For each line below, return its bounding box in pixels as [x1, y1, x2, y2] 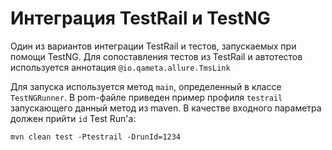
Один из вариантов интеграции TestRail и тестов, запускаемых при [10, 40, 297, 52]
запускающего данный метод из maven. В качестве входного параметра [10, 102, 322, 114]
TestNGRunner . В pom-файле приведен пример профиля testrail [10, 91, 283, 103]
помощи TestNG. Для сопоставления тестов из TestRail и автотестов [10, 50, 303, 62]
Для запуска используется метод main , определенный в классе [10, 80, 282, 92]
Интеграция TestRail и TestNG [10, 7, 271, 30]
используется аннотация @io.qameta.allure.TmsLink [10, 61, 231, 73]
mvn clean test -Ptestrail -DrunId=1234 [10, 132, 182, 142]
